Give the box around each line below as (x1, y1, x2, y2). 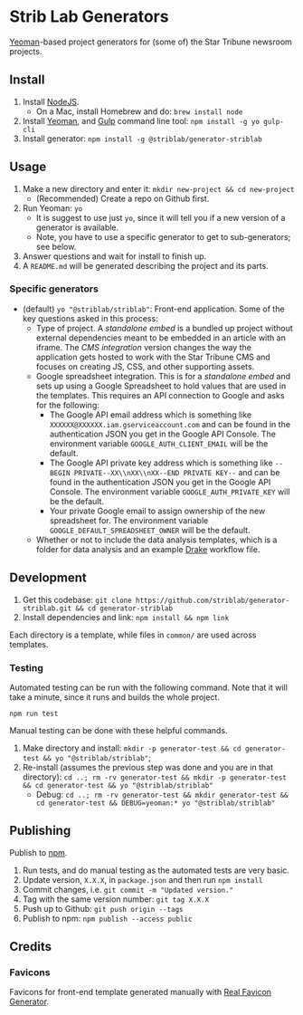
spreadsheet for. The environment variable (49, 514, 209, 526)
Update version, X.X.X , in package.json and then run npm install (22, 874, 263, 885)
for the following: (35, 399, 99, 410)
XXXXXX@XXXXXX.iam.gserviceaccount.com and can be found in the (49, 418, 291, 429)
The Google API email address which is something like (49, 409, 251, 420)
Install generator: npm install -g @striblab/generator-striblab (22, 133, 262, 144)
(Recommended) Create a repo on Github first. (35, 193, 210, 204)
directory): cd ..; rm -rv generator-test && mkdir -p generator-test (22, 771, 287, 782)
